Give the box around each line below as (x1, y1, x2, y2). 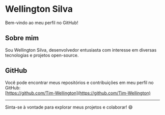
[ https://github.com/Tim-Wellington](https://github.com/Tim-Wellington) (5, 90, 151, 96)
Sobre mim (5, 34, 39, 42)
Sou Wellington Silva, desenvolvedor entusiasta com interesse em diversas (5, 47, 157, 53)
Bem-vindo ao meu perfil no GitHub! (5, 20, 79, 26)
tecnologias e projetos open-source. (5, 52, 79, 58)
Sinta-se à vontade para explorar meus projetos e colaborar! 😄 (5, 104, 133, 110)
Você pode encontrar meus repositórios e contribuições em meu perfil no (5, 80, 154, 86)
